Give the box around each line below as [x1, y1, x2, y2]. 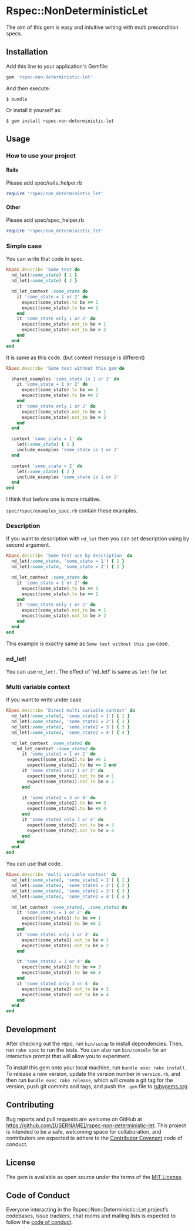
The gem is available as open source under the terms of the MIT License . [6, 1173, 183, 1180]
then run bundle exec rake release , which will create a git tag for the [6, 1076, 173, 1084]
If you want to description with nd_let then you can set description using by [6, 535, 190, 542]
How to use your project [6, 152, 76, 160]
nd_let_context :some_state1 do [11, 740, 91, 746]
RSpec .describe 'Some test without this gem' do [6, 365, 125, 371]
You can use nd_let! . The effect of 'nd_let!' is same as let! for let [6, 668, 167, 675]
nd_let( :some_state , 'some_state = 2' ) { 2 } [11, 564, 125, 570]
